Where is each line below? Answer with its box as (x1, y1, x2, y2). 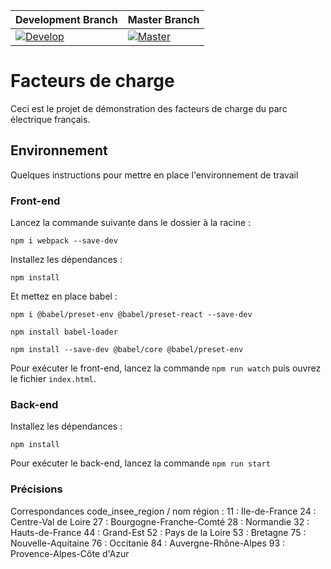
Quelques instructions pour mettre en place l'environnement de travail (10, 169, 299, 181)
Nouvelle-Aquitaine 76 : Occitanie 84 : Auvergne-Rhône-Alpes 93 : (10, 537, 286, 549)
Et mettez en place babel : (10, 290, 118, 303)
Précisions (10, 482, 63, 496)
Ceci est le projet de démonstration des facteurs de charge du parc (10, 102, 288, 114)
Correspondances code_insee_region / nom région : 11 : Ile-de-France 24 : (10, 505, 317, 517)
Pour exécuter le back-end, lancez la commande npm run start (10, 457, 271, 469)
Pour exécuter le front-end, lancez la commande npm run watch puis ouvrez (10, 362, 322, 374)
